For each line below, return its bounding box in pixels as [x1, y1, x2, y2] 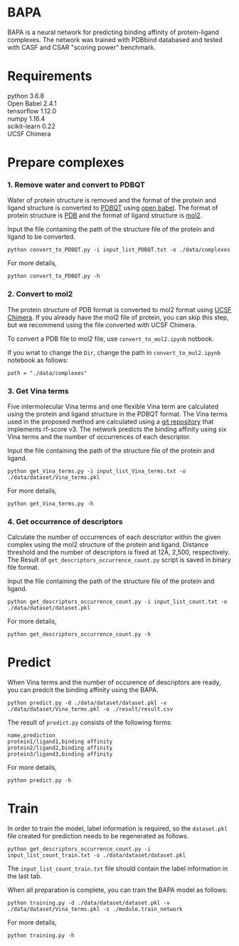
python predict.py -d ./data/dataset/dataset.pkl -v [7, 699, 167, 706]
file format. [7, 563, 40, 572]
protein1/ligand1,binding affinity [7, 739, 113, 746]
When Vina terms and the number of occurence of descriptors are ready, [7, 678, 221, 687]
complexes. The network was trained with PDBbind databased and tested [7, 35, 223, 43]
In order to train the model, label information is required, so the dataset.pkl [7, 824, 228, 833]
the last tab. [7, 872, 43, 880]
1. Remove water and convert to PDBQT [7, 180, 146, 190]
